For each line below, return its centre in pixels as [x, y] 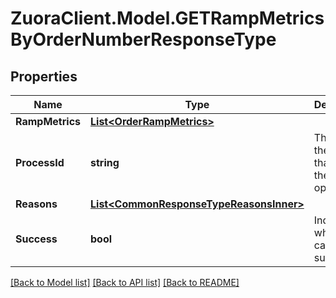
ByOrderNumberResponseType [143, 39]
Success [36, 239]
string [105, 162]
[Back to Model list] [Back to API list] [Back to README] [125, 282]
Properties [44, 76]
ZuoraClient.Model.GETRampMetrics [167, 18]
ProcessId [40, 162]
